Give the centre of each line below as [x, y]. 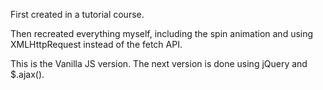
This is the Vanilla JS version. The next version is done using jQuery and [159, 63]
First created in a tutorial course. [77, 14]
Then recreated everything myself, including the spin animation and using [162, 33]
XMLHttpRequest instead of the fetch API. [96, 44]
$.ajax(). [27, 74]
